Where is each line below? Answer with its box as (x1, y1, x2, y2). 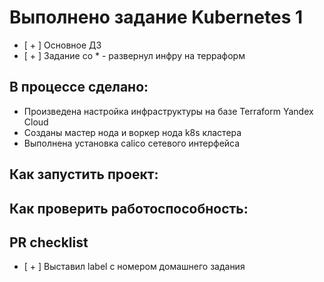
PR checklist (9, 234, 89, 251)
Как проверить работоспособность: (9, 200, 249, 217)
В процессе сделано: (9, 79, 149, 96)
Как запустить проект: (9, 166, 159, 183)
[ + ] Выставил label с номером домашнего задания (23, 261, 246, 273)
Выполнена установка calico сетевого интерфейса (23, 137, 241, 149)
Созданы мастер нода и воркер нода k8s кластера (23, 126, 242, 138)
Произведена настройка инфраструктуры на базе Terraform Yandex (23, 105, 314, 117)
